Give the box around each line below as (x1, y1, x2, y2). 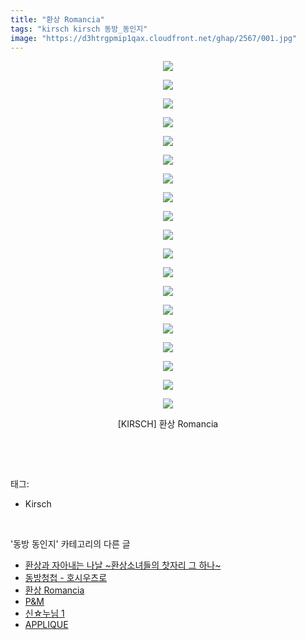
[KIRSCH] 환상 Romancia (117, 418, 219, 430)
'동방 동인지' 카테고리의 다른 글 (10, 538, 131, 550)
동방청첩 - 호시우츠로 (24, 572, 108, 584)
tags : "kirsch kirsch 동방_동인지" (10, 24, 148, 34)
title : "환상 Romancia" (10, 14, 105, 25)
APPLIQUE (24, 619, 69, 631)
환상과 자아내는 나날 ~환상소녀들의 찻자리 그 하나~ (24, 559, 222, 571)
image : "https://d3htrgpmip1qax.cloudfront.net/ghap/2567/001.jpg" (10, 33, 298, 43)
